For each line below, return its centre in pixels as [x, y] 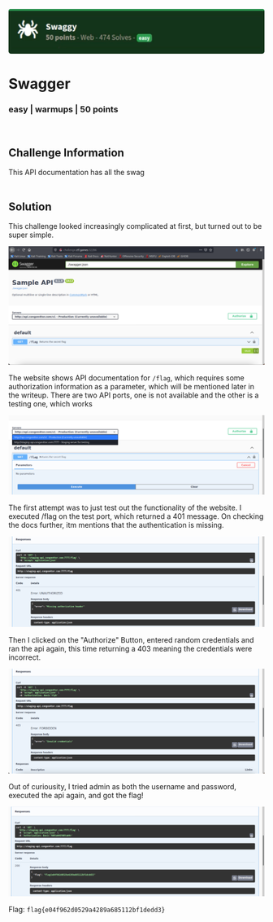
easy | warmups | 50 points [63, 109]
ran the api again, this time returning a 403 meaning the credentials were [130, 649]
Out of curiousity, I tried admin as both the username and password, [123, 787]
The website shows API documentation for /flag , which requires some [127, 378]
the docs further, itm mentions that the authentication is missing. [117, 525]
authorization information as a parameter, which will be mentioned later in [131, 386]
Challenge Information [66, 153]
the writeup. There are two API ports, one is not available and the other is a [134, 395]
